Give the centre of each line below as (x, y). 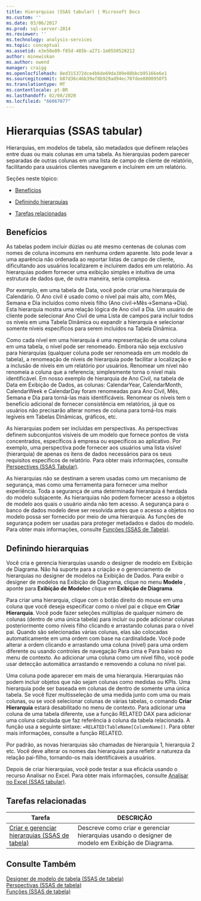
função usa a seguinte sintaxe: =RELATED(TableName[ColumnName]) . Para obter (100, 727)
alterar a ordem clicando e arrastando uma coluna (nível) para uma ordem (97, 645)
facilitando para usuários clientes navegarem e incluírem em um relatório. (97, 166)
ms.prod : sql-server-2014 (38, 29)
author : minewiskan (31, 57)
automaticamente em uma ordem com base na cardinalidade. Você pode (96, 638)
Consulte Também (41, 864)
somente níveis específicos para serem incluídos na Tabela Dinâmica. (92, 329)
